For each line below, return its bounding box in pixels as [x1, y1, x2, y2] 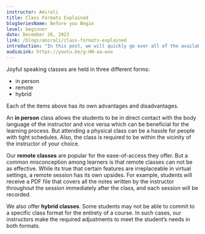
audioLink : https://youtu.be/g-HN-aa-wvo [6, 49, 113, 55]
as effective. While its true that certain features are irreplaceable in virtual [6, 164, 191, 172]
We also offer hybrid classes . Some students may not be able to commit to [6, 202, 195, 210]
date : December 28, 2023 [6, 32, 70, 38]
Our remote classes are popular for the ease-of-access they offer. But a [6, 152, 188, 159]
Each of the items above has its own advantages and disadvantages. [6, 102, 179, 109]
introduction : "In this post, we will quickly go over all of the [6, 43, 179, 49]
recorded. [6, 191, 31, 198]
